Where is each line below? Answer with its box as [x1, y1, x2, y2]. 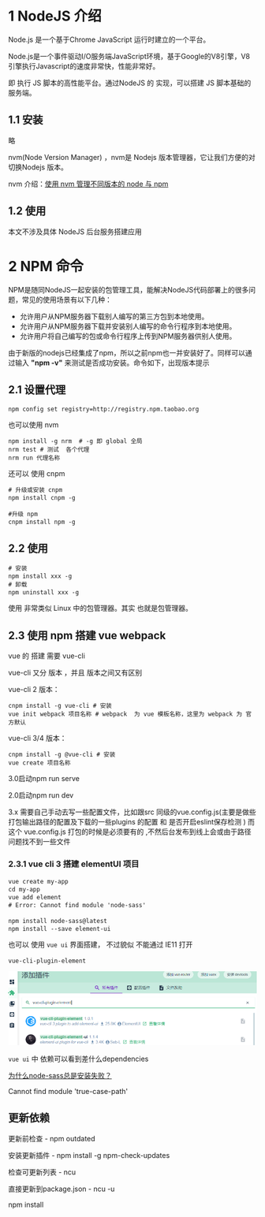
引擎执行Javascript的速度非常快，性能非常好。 [8, 61, 160, 71]
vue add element [8, 894, 62, 902]
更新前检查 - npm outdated [8, 1133, 96, 1143]
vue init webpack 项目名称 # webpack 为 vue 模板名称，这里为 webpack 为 [8, 710, 243, 718]
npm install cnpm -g [8, 494, 77, 502]
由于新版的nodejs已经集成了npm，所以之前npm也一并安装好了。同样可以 [8, 348, 246, 357]
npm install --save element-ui [8, 925, 111, 933]
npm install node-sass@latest [8, 917, 108, 925]
